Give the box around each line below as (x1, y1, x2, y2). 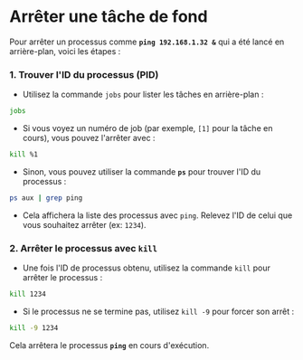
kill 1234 (9, 289, 47, 299)
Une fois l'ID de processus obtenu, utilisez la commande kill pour (22, 262, 271, 273)
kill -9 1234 (9, 324, 59, 333)
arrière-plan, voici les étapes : (9, 45, 121, 56)
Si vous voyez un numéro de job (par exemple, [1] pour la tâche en (22, 123, 273, 134)
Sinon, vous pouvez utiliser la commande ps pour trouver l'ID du (22, 166, 261, 177)
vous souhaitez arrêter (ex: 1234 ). (22, 219, 147, 230)
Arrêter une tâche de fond (9, 6, 208, 27)
